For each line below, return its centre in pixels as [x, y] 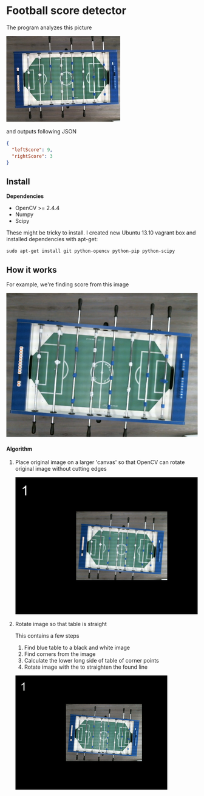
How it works [32, 269]
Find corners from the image [60, 654]
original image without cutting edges [61, 469]
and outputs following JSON [42, 131]
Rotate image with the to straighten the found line [86, 667]
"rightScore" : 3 [32, 156]
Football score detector [66, 11]
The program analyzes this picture [49, 27]
